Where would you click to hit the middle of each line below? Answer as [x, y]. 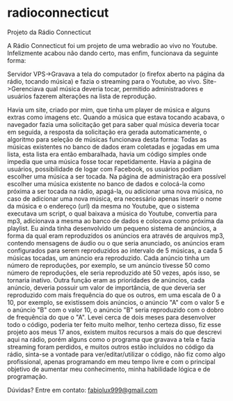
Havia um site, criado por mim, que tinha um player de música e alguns [109, 109]
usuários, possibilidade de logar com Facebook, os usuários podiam [105, 169]
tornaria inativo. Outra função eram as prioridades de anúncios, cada [106, 280]
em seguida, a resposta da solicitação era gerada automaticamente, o [107, 132]
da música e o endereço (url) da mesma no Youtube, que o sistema [103, 206]
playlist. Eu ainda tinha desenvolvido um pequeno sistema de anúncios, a [112, 228]
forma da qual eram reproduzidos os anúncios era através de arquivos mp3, [116, 236]
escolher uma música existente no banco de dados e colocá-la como [106, 183]
